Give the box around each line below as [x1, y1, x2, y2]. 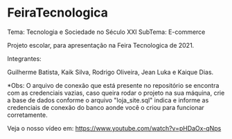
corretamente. [7, 111, 48, 119]
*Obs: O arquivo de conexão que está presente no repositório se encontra [7, 81, 220, 89]
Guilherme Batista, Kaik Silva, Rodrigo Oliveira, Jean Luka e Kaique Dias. [7, 68, 214, 76]
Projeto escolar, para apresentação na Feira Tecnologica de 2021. [7, 41, 195, 49]
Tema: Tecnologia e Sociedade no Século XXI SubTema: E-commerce [7, 28, 206, 36]
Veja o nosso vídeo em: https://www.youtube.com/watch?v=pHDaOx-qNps [7, 124, 222, 132]
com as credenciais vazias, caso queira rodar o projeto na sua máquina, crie [7, 89, 225, 97]
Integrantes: [7, 54, 42, 63]
